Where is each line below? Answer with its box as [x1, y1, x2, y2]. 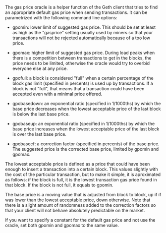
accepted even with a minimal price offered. [12, 91, 103, 97]
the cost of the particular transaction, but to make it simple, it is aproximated [5, 172, 161, 177]
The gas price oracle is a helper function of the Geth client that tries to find [5, 4, 158, 10]
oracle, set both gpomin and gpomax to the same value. [5, 223, 119, 228]
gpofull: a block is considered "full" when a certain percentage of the [12, 75, 154, 81]
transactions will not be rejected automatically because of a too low [12, 35, 150, 41]
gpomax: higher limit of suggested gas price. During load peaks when [12, 50, 155, 56]
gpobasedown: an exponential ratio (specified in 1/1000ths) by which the [12, 101, 161, 106]
